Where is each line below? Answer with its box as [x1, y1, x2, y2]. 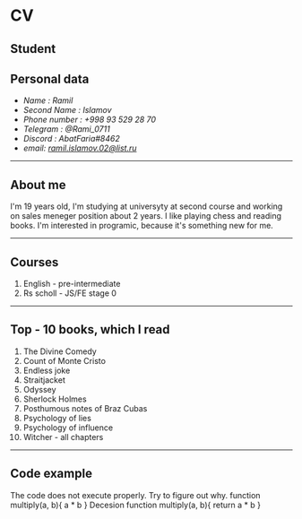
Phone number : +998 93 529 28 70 [22, 114, 156, 125]
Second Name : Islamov [22, 105, 112, 116]
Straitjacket [22, 374, 65, 385]
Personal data [10, 71, 90, 86]
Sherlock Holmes [22, 394, 88, 404]
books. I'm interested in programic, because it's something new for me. [10, 221, 274, 231]
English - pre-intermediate [22, 279, 121, 290]
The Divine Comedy [22, 346, 97, 357]
